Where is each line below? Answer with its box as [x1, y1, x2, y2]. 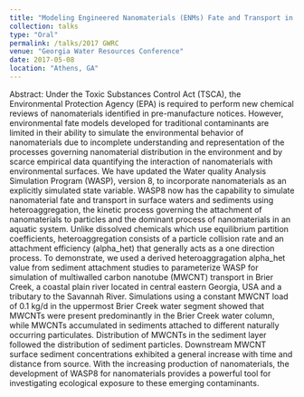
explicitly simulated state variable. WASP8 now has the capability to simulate [9, 185, 295, 196]
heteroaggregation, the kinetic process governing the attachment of [9, 204, 262, 215]
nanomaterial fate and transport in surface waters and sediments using [9, 194, 274, 205]
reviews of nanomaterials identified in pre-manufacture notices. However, [9, 108, 284, 119]
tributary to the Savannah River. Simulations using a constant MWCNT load [9, 291, 289, 302]
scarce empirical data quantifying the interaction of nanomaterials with [9, 156, 273, 167]
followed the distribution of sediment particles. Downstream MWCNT [9, 339, 267, 350]
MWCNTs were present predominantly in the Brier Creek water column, [9, 310, 275, 321]
